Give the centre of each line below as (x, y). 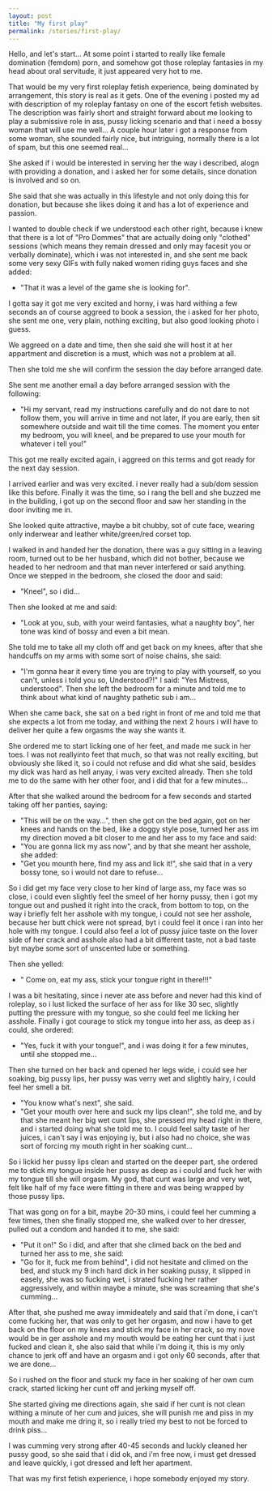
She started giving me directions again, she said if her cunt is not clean (127, 1404)
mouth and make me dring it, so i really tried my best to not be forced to (128, 1421)
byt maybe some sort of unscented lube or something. (99, 948)
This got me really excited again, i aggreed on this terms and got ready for (132, 460)
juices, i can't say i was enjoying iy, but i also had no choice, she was (135, 1137)
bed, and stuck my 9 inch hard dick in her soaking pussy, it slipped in (135, 1271)
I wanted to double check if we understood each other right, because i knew (136, 229)
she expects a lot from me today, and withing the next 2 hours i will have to (133, 722)
